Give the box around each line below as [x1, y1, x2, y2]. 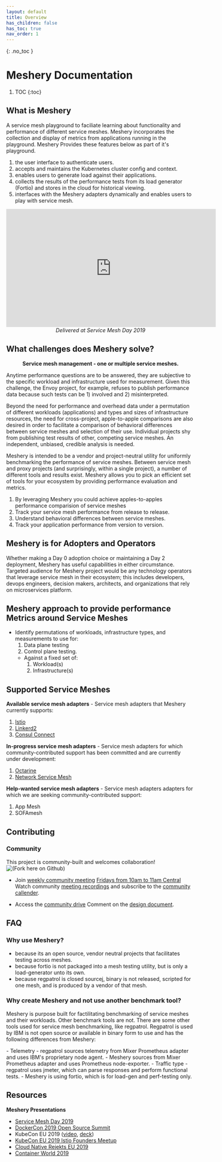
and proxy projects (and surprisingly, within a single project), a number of [6, 465, 187, 472]
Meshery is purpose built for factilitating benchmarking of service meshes [6, 1010, 189, 1017]
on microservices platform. [6, 586, 73, 594]
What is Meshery [6, 106, 72, 116]
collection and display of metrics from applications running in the [6, 134, 166, 142]
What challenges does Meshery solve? [6, 344, 154, 354]
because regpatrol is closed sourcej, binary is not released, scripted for [14, 975, 191, 982]
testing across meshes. [14, 956, 73, 963]
